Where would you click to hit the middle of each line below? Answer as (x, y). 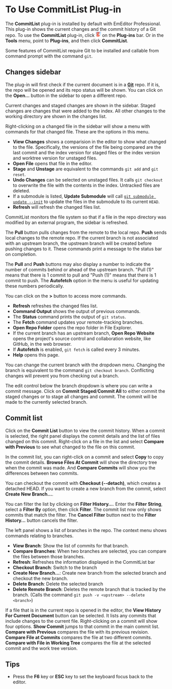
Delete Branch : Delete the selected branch (58, 584)
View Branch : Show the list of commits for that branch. (71, 545)
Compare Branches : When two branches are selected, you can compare (89, 551)
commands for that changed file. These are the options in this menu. (78, 131)
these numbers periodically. (35, 286)
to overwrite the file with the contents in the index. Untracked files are (86, 185)
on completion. (21, 254)
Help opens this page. (36, 355)
